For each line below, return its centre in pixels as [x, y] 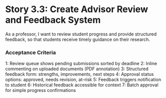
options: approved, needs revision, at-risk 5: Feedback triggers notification [83, 80]
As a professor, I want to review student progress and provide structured [81, 34]
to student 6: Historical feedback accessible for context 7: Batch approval [82, 85]
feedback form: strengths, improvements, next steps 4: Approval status [80, 74]
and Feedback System [53, 20]
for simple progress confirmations [40, 90]
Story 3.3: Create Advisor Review [77, 9]
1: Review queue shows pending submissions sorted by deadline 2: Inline [81, 64]
